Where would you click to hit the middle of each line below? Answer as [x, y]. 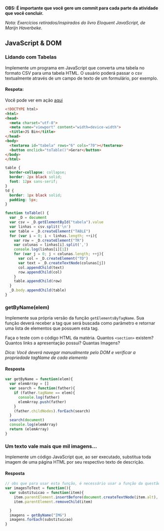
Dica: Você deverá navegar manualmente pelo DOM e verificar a [70, 353]
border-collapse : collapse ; [38, 172]
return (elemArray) [29, 429]
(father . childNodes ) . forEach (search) [52, 411]
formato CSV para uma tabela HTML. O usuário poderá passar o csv [74, 73]
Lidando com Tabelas [31, 57]
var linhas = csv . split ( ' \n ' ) [40, 227]
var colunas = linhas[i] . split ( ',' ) [51, 245]
